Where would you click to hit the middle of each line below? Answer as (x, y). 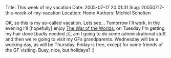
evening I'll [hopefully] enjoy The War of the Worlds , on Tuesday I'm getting (85, 28)
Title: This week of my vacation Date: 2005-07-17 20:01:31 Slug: (73, 7)
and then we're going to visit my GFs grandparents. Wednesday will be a (82, 39)
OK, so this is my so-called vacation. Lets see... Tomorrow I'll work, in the (83, 23)
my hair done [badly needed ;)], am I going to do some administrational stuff (86, 34)
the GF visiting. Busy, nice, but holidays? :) (50, 50)
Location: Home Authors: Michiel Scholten (106, 13)
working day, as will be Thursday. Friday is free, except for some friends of (84, 45)
